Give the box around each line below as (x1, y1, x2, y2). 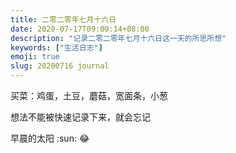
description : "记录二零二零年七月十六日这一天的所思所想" (10, 33, 227, 43)
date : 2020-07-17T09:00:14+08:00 (10, 24, 150, 34)
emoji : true (10, 52, 60, 62)
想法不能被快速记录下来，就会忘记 (10, 111, 151, 123)
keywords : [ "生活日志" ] (10, 42, 103, 53)
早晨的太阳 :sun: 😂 (10, 132, 90, 144)
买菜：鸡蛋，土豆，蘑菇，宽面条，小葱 (10, 90, 168, 101)
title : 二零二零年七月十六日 (10, 14, 117, 25)
